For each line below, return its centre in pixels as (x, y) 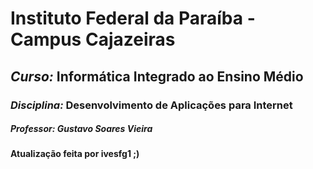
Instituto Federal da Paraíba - (133, 18)
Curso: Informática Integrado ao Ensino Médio (157, 76)
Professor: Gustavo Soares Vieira (81, 129)
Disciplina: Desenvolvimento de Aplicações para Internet (151, 105)
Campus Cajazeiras (93, 39)
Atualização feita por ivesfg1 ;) (75, 154)
